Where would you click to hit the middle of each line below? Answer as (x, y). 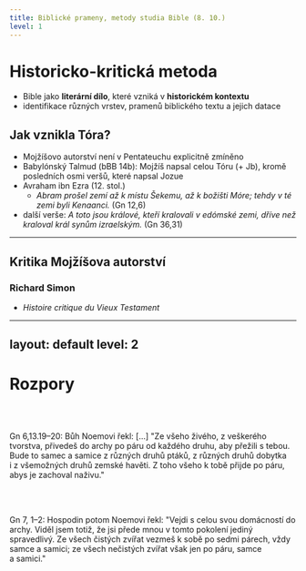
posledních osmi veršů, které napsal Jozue (103, 176)
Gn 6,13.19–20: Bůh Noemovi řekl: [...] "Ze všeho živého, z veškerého (138, 436)
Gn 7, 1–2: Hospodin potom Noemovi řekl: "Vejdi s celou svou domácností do (153, 520)
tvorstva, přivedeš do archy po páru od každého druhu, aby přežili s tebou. (150, 446)
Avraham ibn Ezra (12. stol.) (74, 186)
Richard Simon (42, 288)
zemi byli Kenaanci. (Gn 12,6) (91, 205)
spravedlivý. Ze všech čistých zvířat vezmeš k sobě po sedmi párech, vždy (150, 539)
